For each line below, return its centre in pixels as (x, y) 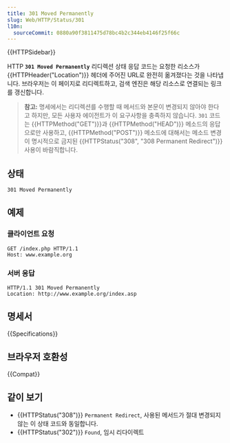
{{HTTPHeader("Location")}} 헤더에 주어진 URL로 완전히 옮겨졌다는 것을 (106, 75)
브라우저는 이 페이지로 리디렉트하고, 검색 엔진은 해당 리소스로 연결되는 (115, 84)
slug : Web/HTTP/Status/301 (46, 20)
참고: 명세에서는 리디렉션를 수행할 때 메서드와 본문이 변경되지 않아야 (115, 107)
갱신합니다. (29, 92)
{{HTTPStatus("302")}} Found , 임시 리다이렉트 (81, 432)
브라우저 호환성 (38, 357)
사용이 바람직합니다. (51, 150)
